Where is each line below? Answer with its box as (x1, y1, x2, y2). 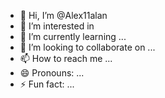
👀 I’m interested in (19, 20, 95, 32)
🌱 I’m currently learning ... (19, 31, 127, 42)
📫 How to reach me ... (19, 53, 113, 64)
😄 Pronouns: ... (19, 67, 85, 79)
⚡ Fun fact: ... (19, 78, 75, 90)
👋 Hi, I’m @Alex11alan (19, 10, 108, 21)
